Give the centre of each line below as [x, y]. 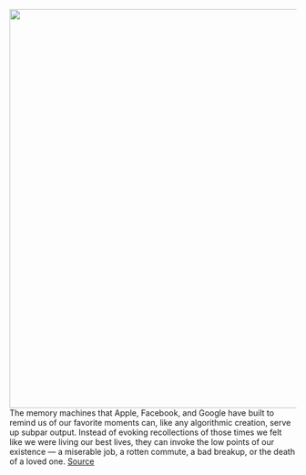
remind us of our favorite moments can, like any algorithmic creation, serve [150, 423]
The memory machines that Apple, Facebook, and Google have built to [142, 413]
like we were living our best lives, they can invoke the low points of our [142, 442]
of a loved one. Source [52, 461]
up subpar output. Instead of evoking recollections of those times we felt [146, 432]
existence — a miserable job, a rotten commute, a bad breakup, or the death [153, 452]
